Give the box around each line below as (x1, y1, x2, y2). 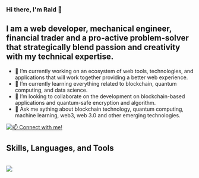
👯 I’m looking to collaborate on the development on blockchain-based (14, 92, 185, 100)
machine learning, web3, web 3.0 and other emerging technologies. (14, 111, 181, 118)
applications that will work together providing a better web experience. (14, 74, 188, 81)
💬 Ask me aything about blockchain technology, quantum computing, (14, 105, 184, 113)
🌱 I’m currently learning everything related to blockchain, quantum (14, 80, 177, 87)
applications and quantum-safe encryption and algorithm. (14, 99, 156, 106)
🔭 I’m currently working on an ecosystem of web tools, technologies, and (14, 67, 194, 74)
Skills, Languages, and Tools (6, 143, 114, 154)
